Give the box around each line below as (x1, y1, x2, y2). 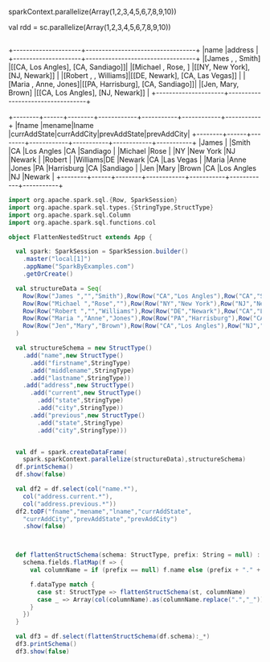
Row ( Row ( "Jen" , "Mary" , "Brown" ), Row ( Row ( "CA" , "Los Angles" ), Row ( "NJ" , (22, 322, 261, 330)
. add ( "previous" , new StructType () (29, 411, 146, 420)
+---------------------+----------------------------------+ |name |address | (8, 45, 259, 55)
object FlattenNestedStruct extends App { (8, 233, 153, 241)
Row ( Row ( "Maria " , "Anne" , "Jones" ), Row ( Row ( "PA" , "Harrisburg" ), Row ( (22, 314, 253, 323)
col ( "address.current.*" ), (22, 492, 113, 500)
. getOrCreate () (22, 270, 74, 278)
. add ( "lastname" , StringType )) (29, 374, 131, 382)
